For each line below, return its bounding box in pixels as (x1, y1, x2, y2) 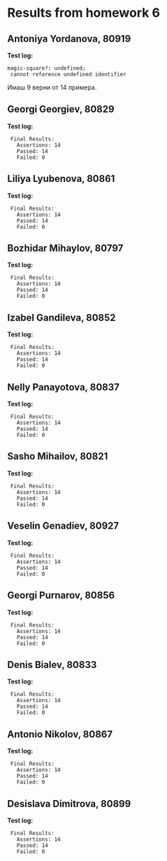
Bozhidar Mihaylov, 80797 (7, 243, 124, 255)
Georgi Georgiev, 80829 (7, 104, 115, 115)
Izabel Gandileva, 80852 (7, 311, 117, 323)
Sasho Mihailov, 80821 (7, 450, 108, 462)
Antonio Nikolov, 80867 (7, 728, 113, 740)
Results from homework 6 (7, 5, 161, 21)
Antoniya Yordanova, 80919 (7, 33, 131, 45)
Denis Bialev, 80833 (7, 659, 97, 671)
